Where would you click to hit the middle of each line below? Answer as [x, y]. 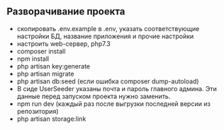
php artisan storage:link [51, 119]
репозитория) [38, 111]
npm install [33, 59]
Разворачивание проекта [66, 12]
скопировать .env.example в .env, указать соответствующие [108, 28]
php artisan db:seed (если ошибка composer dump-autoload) [108, 81]
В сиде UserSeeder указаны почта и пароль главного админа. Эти [117, 88]
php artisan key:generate [54, 66]
